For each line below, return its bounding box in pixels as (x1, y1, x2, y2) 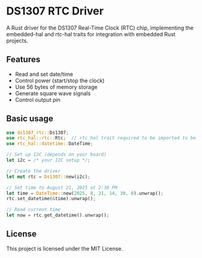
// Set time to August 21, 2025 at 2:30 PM (6, 184, 118, 190)
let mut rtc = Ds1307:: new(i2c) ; (6, 174, 91, 180)
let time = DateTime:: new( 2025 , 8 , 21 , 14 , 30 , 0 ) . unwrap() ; (6, 190, 164, 197)
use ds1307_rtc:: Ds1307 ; (6, 130, 69, 136)
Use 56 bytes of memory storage (15, 83, 98, 90)
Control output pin (15, 96, 60, 103)
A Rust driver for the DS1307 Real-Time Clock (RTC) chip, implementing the (6, 24, 194, 31)
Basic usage (6, 113, 53, 124)
